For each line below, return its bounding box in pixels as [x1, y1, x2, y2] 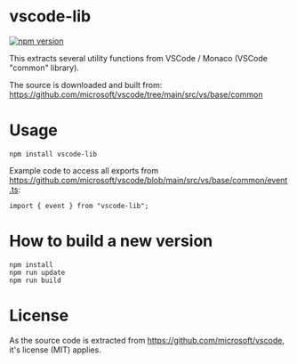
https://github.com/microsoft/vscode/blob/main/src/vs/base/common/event [9, 174, 288, 185]
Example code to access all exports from [9, 165, 158, 175]
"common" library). [9, 62, 80, 73]
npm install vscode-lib [9, 150, 98, 158]
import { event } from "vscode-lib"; [9, 201, 149, 210]
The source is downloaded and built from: [9, 79, 163, 90]
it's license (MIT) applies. [9, 344, 102, 355]
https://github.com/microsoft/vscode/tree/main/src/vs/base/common [9, 89, 263, 100]
